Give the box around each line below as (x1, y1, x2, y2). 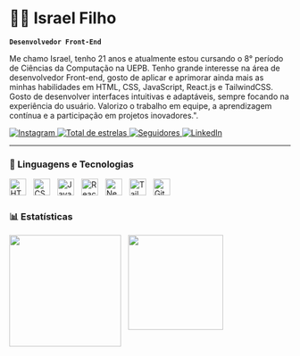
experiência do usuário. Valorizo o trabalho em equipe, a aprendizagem (9, 100, 272, 111)
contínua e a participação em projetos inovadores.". (9, 110, 199, 120)
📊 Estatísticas (9, 211, 73, 223)
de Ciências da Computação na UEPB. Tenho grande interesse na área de (9, 62, 281, 73)
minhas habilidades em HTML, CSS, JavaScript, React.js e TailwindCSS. (9, 81, 274, 92)
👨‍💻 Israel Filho (9, 8, 117, 29)
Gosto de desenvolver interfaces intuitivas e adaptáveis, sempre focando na (9, 91, 290, 102)
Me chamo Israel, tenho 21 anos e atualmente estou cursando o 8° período (9, 53, 284, 63)
